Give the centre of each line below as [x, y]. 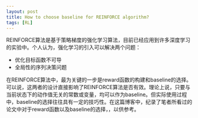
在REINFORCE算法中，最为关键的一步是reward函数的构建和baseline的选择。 [99, 80]
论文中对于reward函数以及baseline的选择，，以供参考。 [73, 109]
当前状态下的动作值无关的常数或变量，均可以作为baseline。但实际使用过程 [97, 94]
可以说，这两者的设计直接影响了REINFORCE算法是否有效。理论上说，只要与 [98, 87]
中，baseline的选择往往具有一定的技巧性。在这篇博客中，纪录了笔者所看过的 [99, 102]
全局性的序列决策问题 [40, 67]
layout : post [22, 12]
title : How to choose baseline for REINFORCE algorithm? [78, 17]
